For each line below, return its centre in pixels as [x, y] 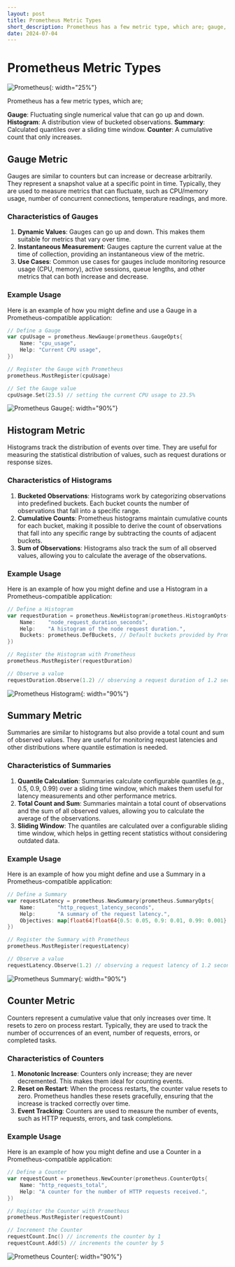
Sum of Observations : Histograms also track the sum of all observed [117, 548]
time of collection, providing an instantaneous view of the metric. [111, 254]
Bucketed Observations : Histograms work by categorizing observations [121, 496]
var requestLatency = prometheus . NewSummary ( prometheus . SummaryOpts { [111, 901]
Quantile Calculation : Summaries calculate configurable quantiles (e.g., [121, 781]
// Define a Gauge [34, 331]
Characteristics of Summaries [59, 766]
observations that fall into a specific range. [79, 510]
